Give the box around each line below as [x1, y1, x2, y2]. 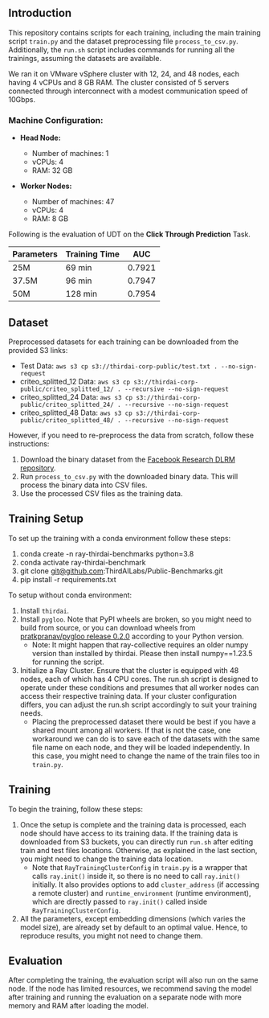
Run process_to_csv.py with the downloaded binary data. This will [19, 471, 238, 481]
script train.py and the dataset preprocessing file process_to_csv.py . [8, 36, 238, 46]
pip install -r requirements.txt [19, 574, 116, 584]
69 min [65, 262, 92, 273]
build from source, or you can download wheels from [19, 622, 196, 632]
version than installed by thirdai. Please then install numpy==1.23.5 [31, 648, 253, 658]
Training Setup [8, 512, 84, 526]
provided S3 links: [8, 345, 68, 355]
